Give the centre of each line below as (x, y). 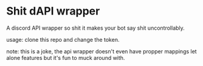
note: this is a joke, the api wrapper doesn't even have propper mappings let (101, 51)
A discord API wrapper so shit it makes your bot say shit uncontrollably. (96, 28)
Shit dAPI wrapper (53, 11)
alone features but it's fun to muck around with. (66, 58)
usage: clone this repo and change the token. (63, 39)
